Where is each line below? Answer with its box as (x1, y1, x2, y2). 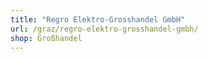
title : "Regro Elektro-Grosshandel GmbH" (10, 14, 186, 25)
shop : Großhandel (10, 33, 83, 43)
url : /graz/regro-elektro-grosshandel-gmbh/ (10, 24, 199, 34)
